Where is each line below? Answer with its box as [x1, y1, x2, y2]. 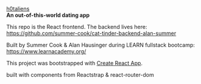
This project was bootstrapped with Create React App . [6, 60, 143, 66]
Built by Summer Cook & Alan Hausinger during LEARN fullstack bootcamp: [6, 42, 195, 48]
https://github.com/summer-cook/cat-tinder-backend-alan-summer [6, 30, 177, 37]
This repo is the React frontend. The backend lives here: [6, 24, 147, 30]
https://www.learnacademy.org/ [6, 48, 86, 55]
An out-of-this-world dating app [6, 11, 90, 19]
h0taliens [6, 5, 30, 12]
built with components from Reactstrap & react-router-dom [6, 71, 154, 78]
